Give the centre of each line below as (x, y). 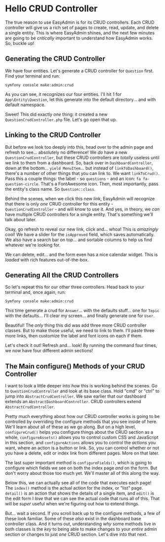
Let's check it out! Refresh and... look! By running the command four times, (81, 345)
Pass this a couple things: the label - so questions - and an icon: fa (73, 178)
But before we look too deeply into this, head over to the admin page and (79, 147)
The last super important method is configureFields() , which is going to (79, 463)
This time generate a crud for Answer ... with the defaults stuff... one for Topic (82, 311)
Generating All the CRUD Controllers (62, 275)
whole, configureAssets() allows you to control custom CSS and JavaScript (82, 437)
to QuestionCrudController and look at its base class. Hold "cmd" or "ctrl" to (82, 391)
